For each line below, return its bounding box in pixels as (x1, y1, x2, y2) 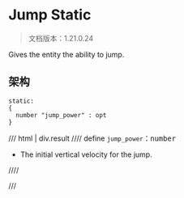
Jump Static (8, 6, 92, 24)
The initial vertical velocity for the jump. (19, 150, 152, 159)
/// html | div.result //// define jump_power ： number (8, 133, 177, 143)
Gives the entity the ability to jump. (8, 49, 125, 59)
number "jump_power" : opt (15, 111, 107, 119)
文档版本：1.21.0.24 (28, 33, 94, 43)
